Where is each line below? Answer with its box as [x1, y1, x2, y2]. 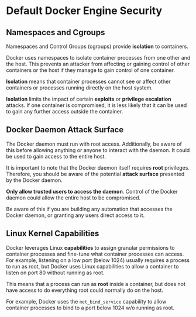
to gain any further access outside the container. [6, 108, 123, 115]
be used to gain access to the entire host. [6, 153, 106, 160]
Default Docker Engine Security [6, 4, 163, 18]
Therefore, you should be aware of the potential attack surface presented [6, 170, 185, 177]
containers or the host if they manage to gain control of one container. [6, 67, 176, 74]
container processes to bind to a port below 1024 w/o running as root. [6, 304, 174, 311]
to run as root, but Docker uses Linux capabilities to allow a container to [6, 263, 179, 270]
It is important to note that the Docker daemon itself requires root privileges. [6, 164, 190, 171]
